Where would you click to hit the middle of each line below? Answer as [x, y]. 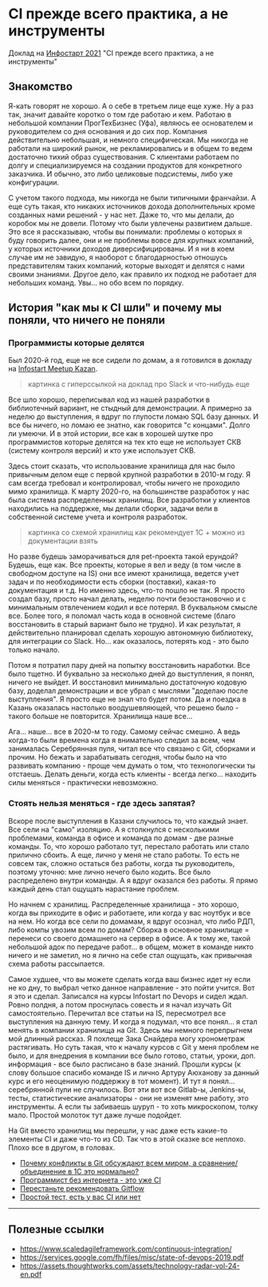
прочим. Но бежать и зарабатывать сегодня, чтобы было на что [118, 757]
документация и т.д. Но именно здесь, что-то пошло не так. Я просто [127, 590]
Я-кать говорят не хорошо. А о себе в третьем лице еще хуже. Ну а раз [131, 105]
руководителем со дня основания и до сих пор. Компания [108, 131]
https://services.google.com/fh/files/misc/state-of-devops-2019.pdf [132, 1257]
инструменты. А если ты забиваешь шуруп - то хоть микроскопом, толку [133, 1106]
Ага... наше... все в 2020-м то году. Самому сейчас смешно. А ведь [124, 732]
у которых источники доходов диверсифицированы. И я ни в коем [122, 248]
